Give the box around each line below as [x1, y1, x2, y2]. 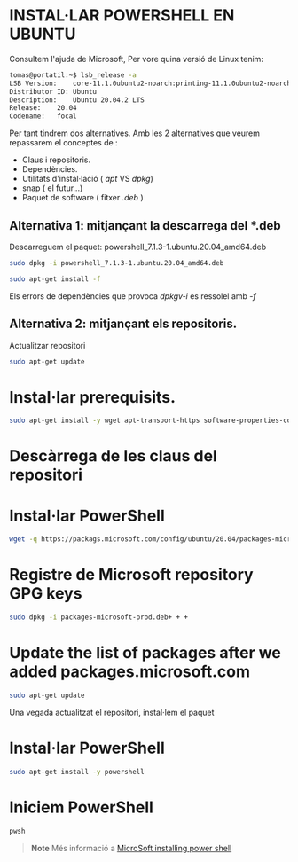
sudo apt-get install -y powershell [9, 767, 145, 776]
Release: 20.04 [9, 104, 77, 113]
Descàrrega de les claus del [9, 446, 217, 466]
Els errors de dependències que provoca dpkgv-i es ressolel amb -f [9, 290, 257, 302]
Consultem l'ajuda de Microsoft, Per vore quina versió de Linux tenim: [9, 53, 264, 64]
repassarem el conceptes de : [9, 137, 118, 148]
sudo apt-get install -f [9, 274, 101, 284]
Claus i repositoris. [21, 154, 91, 165]
